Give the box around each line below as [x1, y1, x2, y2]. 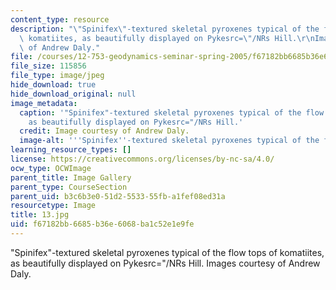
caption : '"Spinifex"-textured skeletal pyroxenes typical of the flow [19, 107, 325, 118]
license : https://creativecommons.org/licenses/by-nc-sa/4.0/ [10, 154, 275, 164]
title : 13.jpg [10, 210, 70, 220]
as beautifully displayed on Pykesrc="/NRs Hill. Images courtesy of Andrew [10, 257, 321, 269]
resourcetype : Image [10, 201, 97, 211]
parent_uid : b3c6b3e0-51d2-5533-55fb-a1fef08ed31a [10, 191, 226, 201]
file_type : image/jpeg [10, 71, 105, 81]
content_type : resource [10, 14, 110, 25]
